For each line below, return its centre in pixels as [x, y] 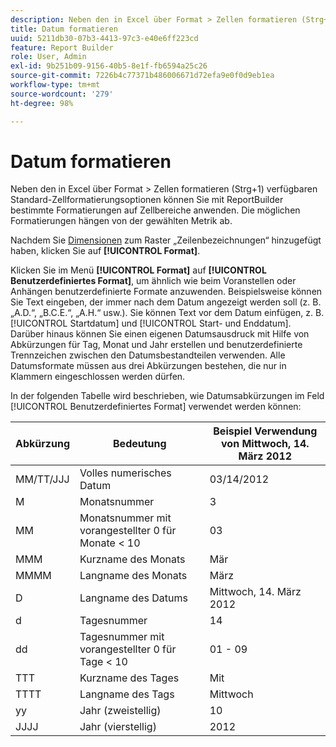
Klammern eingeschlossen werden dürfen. [98, 377]
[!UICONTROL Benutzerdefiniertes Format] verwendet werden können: [156, 407]
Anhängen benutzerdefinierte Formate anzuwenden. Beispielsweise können [166, 292]
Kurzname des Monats [132, 559]
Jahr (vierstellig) [118, 727]
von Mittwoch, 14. [265, 444]
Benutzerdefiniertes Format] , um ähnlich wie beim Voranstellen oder [153, 281]
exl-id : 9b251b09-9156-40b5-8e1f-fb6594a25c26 [109, 66]
